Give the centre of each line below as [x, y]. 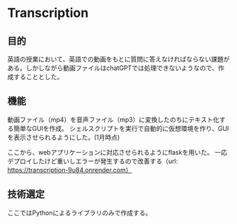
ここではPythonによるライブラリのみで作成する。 [80, 213]
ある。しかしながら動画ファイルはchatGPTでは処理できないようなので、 [113, 68]
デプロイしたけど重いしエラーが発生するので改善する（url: [93, 161]
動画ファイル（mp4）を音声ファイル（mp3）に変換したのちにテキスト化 [113, 119]
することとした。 [38, 77]
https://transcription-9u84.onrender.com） [70, 170]
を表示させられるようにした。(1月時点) [64, 137]
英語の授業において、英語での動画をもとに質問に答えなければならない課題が [118, 59]
